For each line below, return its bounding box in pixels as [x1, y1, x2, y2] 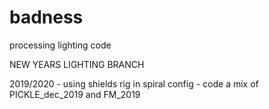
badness [9, 6, 84, 29]
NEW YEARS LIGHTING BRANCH [9, 58, 145, 70]
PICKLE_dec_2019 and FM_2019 [9, 88, 141, 100]
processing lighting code [9, 39, 112, 51]
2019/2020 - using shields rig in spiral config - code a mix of [9, 77, 259, 90]
